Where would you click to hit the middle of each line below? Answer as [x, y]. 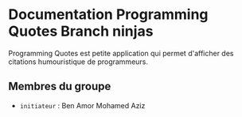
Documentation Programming [108, 15]
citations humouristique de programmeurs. [78, 62]
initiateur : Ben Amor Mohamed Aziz [82, 105]
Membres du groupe [60, 87]
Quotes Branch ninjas [81, 31]
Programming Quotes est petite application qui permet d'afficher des [121, 53]
